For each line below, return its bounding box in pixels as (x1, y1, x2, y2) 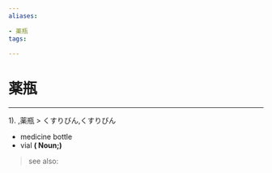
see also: (28, 156, 59, 167)
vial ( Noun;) (19, 141, 62, 150)
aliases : (8, 11, 38, 20)
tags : (8, 34, 27, 43)
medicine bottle (19, 132, 73, 142)
